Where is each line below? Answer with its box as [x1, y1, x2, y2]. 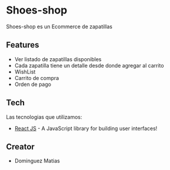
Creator [6, 142, 35, 152]
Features [6, 40, 39, 50]
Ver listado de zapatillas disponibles [14, 55, 101, 62]
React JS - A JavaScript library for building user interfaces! [14, 125, 158, 132]
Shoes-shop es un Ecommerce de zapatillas [6, 23, 113, 30]
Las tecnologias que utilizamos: [6, 113, 82, 121]
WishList [14, 68, 36, 75]
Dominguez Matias [14, 157, 60, 165]
